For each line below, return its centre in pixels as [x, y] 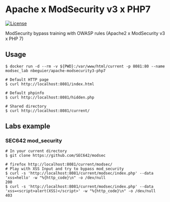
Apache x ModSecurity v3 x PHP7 [78, 9]
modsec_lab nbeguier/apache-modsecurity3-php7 [55, 71]
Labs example [28, 126]
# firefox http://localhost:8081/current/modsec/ [59, 164]
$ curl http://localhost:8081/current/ [48, 111]
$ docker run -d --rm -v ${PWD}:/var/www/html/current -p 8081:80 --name [85, 66]
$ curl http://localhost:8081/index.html [50, 84]
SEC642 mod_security [34, 141]
